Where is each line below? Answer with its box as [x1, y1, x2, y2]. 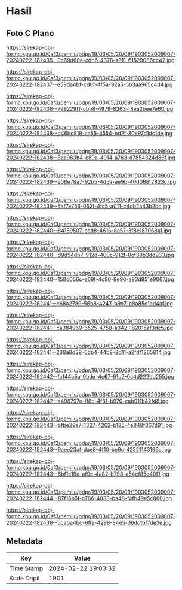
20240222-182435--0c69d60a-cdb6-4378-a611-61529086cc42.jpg [6, 57, 175, 63]
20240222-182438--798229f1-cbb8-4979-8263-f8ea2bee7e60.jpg [6, 105, 174, 112]
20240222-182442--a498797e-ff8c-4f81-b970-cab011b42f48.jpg [6, 397, 169, 404]
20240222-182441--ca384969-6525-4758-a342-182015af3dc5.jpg [6, 325, 174, 331]
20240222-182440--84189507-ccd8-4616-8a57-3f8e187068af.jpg [6, 227, 172, 234]
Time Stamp [9, 564, 44, 573]
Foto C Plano [6, 28, 54, 38]
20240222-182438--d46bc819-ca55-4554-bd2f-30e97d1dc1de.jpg [6, 130, 173, 137]
